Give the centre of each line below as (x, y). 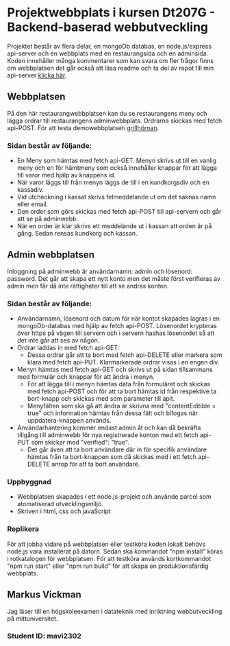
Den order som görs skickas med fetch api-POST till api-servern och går (119, 212)
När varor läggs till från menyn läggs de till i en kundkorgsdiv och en (113, 182)
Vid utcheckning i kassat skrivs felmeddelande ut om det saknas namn (116, 197)
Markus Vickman (44, 595)
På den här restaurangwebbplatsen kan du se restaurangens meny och (107, 113)
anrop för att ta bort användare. (95, 464)
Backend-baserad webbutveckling (108, 27)
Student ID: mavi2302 (44, 636)
